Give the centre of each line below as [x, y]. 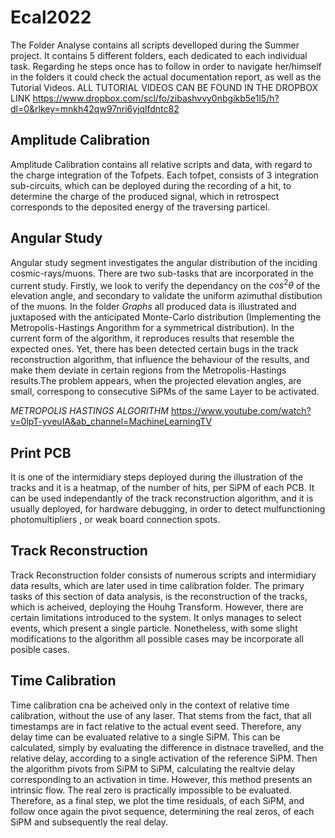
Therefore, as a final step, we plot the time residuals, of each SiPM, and [157, 800]
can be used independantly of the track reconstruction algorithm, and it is [162, 498]
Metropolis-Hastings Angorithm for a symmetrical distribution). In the [152, 328]
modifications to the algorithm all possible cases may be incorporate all [157, 638]
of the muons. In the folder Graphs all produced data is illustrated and [153, 307]
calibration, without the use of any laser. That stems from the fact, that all [161, 715]
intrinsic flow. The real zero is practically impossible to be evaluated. [151, 790]
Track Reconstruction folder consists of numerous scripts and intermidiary [163, 575]
